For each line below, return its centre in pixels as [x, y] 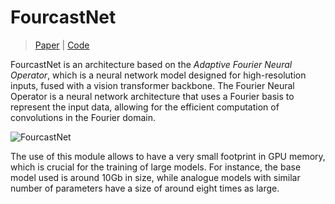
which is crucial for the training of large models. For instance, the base [156, 167]
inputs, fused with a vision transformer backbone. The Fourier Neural [152, 85]
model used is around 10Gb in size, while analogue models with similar [155, 177]
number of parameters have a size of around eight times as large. [145, 188]
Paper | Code [62, 45]
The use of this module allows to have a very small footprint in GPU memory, [168, 156]
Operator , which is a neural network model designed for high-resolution [158, 75]
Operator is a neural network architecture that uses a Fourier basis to [152, 96]
